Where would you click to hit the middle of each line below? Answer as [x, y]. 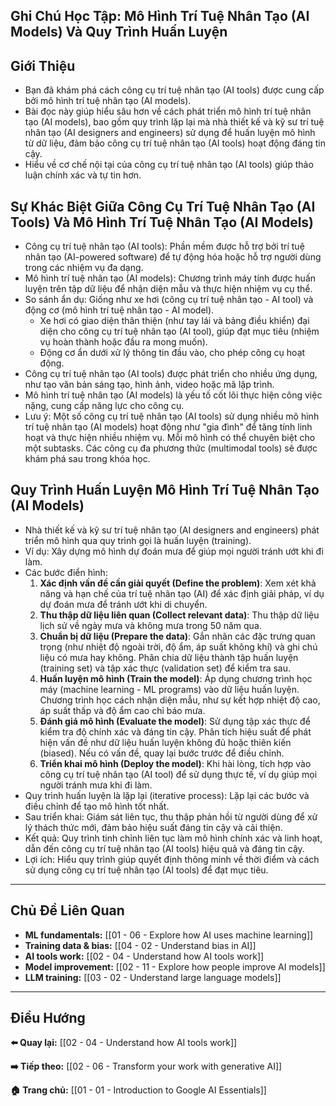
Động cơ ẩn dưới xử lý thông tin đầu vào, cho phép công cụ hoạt [172, 353]
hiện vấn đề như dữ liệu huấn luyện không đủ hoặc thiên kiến [165, 742]
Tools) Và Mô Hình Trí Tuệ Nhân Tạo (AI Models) [162, 222]
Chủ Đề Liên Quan [67, 910]
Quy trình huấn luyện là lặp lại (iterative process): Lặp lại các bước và [167, 795]
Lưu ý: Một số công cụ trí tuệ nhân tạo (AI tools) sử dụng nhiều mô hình [172, 416]
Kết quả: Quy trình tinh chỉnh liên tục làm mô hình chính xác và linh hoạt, [173, 838]
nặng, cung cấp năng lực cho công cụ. [104, 406]
